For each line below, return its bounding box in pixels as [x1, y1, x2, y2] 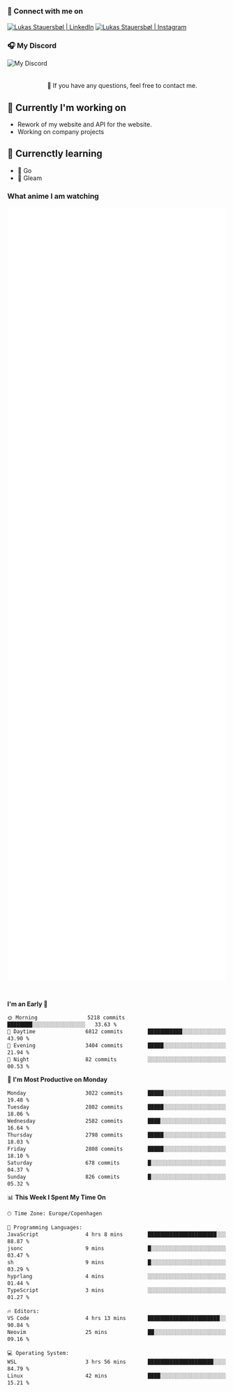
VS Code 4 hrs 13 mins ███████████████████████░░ [7, 1315, 227, 1321]
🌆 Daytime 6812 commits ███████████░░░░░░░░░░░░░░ [7, 1028, 227, 1035]
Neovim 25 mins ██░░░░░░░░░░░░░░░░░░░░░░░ [7, 1328, 227, 1335]
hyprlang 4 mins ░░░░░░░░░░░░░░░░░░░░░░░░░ [7, 1273, 227, 1280]
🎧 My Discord [7, 40, 57, 50]
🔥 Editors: [7, 1308, 40, 1315]
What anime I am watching [7, 191, 99, 201]
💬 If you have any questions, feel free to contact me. [47, 82, 197, 90]
